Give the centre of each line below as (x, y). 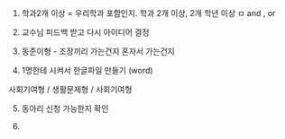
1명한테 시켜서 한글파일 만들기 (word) (87, 70)
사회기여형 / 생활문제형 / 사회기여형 (70, 89)
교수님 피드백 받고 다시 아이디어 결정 (85, 32)
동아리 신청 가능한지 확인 (65, 109)
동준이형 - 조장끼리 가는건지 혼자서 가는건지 (98, 51)
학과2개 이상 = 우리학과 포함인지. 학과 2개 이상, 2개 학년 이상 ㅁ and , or (148, 13)
